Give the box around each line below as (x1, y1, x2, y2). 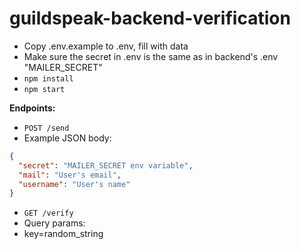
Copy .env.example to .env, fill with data (23, 40, 189, 52)
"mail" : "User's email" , (18, 170, 122, 180)
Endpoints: (9, 102, 56, 114)
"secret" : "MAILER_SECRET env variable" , (18, 160, 194, 171)
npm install (23, 73, 74, 84)
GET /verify (23, 208, 74, 219)
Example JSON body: (23, 132, 112, 144)
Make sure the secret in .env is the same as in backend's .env (23, 50, 279, 62)
